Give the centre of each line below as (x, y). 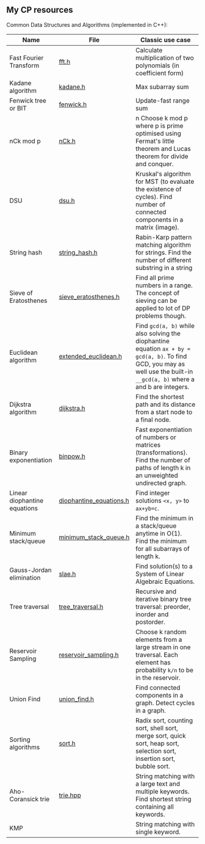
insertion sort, (155, 759)
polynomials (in (157, 65)
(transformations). (161, 453)
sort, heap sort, (157, 743)
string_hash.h (78, 252)
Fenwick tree (28, 100)
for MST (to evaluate (165, 181)
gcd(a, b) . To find (161, 356)
